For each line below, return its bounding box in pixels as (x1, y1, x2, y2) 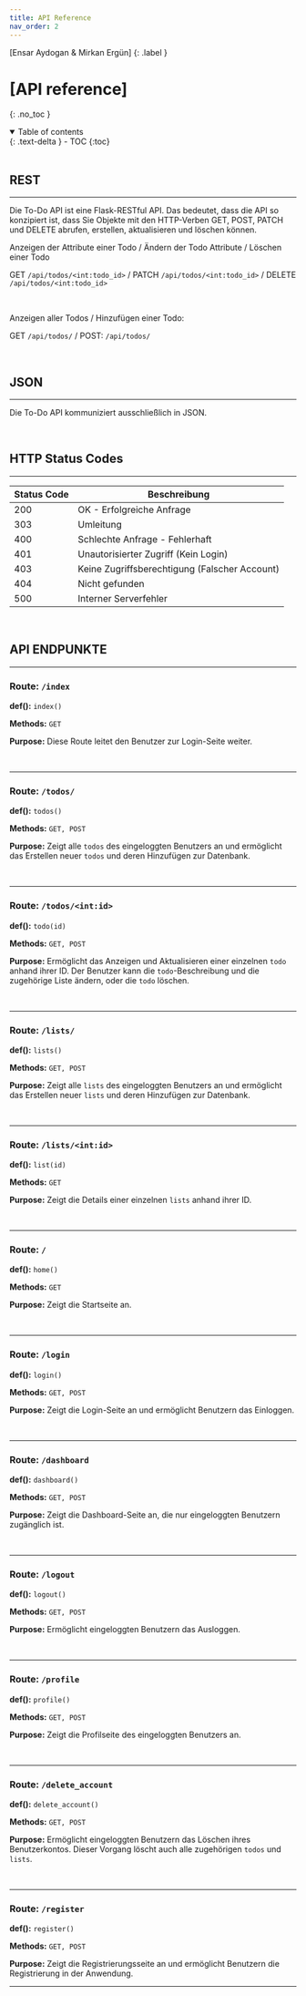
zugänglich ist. (9, 1519, 65, 1530)
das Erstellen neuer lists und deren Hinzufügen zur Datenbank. (9, 1089, 250, 1100)
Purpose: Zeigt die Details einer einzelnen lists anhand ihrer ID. (9, 1195, 252, 1206)
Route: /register (9, 1902, 85, 1915)
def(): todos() (9, 806, 63, 817)
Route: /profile (9, 1673, 80, 1686)
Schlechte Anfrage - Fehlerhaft (77, 532, 212, 545)
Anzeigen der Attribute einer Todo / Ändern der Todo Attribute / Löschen (9, 242, 282, 253)
